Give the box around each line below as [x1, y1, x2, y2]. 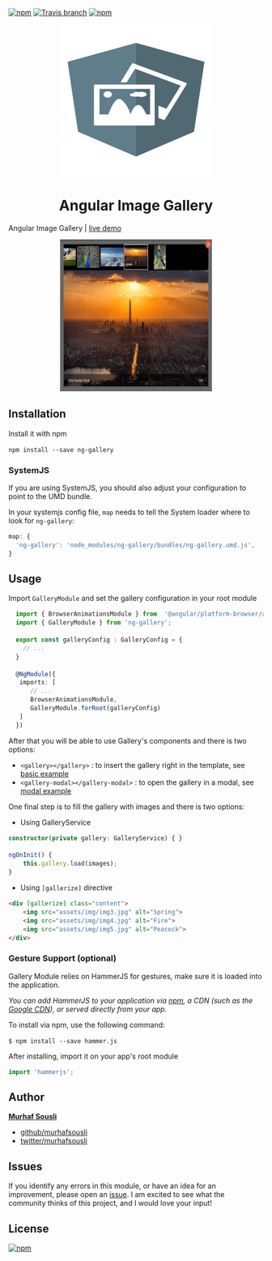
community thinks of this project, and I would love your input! [8, 1199, 213, 1208]
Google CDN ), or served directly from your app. [8, 1004, 168, 1014]
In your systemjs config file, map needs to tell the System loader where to [8, 507, 251, 518]
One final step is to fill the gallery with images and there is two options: [8, 802, 245, 812]
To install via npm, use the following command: [8, 1020, 165, 1029]
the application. [8, 980, 61, 990]
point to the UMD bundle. [8, 492, 93, 501]
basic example [19, 769, 69, 778]
